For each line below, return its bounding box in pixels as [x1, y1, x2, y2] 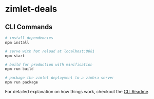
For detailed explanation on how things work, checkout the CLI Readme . [5, 89, 150, 94]
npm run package [5, 80, 38, 85]
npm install [5, 40, 29, 45]
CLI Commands [5, 23, 53, 31]
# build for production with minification [5, 62, 93, 67]
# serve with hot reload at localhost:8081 [5, 49, 95, 54]
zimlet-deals [5, 3, 58, 15]
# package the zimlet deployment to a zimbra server [5, 75, 115, 81]
